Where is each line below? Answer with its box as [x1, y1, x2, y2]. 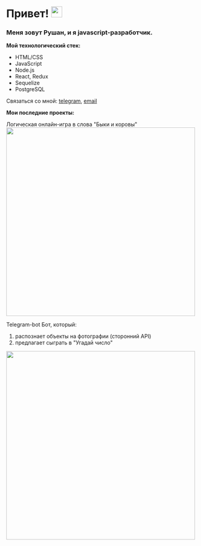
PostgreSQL [14, 86, 45, 93]
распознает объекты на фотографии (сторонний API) [14, 332, 152, 340]
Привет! [6, 7, 49, 21]
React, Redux [14, 73, 48, 80]
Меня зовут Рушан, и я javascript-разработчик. [6, 28, 153, 37]
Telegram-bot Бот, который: [6, 321, 77, 328]
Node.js [14, 66, 35, 74]
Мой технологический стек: [6, 42, 81, 49]
